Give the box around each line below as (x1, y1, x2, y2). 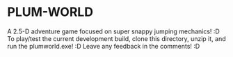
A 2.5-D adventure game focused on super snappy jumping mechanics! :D (7, 27, 220, 35)
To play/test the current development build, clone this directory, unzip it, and (7, 34, 226, 42)
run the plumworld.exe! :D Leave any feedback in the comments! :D (7, 42, 200, 50)
